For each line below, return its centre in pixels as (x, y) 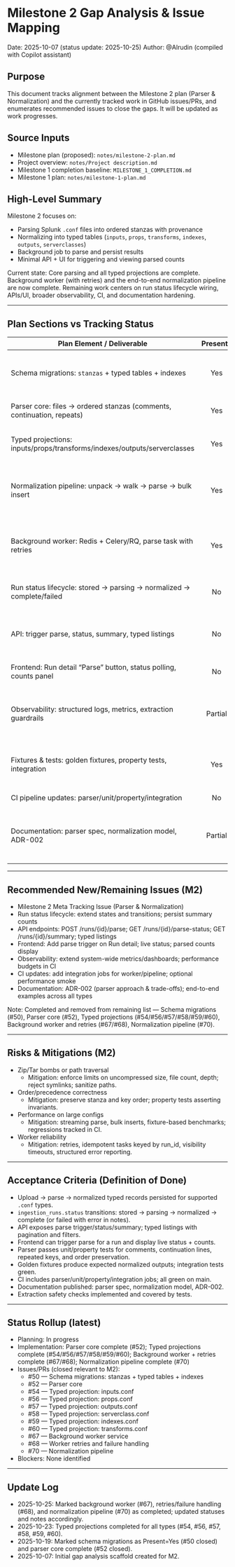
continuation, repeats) (47, 415)
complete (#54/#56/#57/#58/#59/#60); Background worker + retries (116, 1355)
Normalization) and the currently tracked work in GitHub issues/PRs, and (112, 101)
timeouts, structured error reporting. (80, 1151)
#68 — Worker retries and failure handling (88, 1444)
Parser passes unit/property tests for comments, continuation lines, (114, 1250)
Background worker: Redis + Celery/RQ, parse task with (102, 541)
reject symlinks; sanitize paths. (72, 1085)
